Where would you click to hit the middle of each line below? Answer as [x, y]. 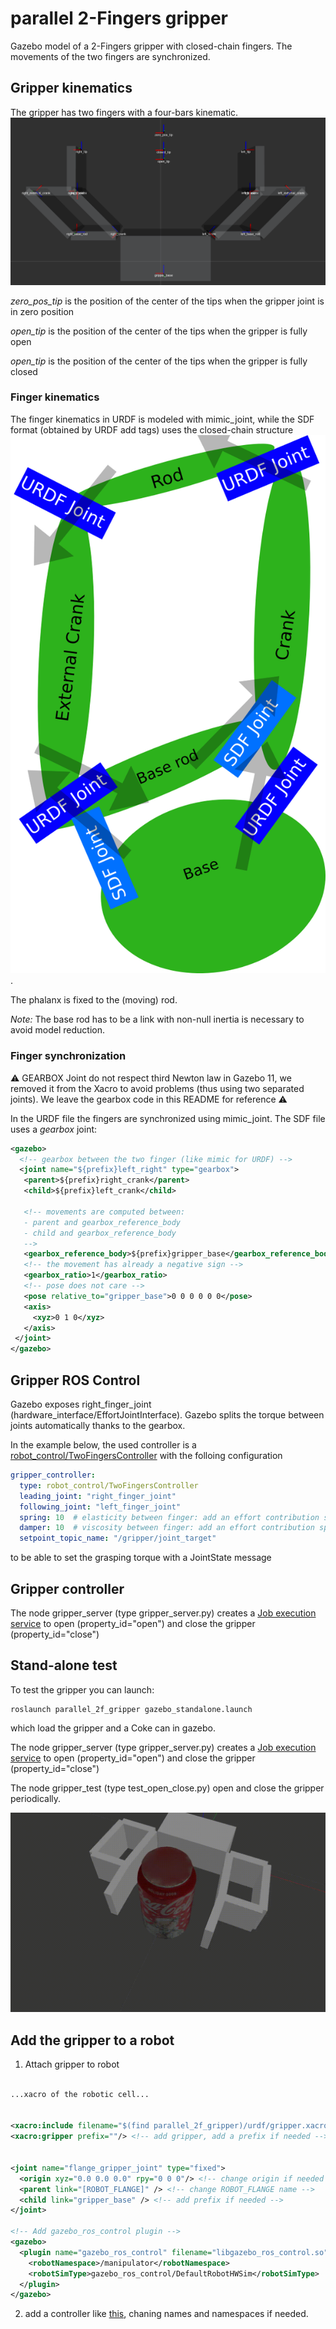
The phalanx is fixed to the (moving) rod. [94, 1000]
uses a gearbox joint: [54, 1129]
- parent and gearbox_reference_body [102, 1222]
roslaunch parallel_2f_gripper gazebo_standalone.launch [131, 1709]
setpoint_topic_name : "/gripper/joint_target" [118, 1538]
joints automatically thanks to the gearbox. [98, 1425]
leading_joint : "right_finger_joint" [98, 1496]
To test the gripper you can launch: [82, 1689]
